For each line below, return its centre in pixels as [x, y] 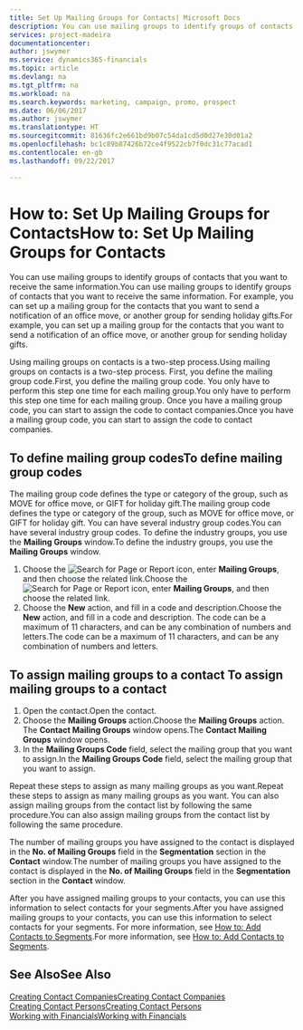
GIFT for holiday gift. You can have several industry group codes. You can [146, 523]
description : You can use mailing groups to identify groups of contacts [151, 26]
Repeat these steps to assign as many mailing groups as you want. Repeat [147, 786]
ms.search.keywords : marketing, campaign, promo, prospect [123, 102]
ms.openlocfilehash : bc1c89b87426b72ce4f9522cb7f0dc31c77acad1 [131, 144]
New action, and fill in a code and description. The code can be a [144, 618]
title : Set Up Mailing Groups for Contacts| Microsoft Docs [125, 18]
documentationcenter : [50, 43]
